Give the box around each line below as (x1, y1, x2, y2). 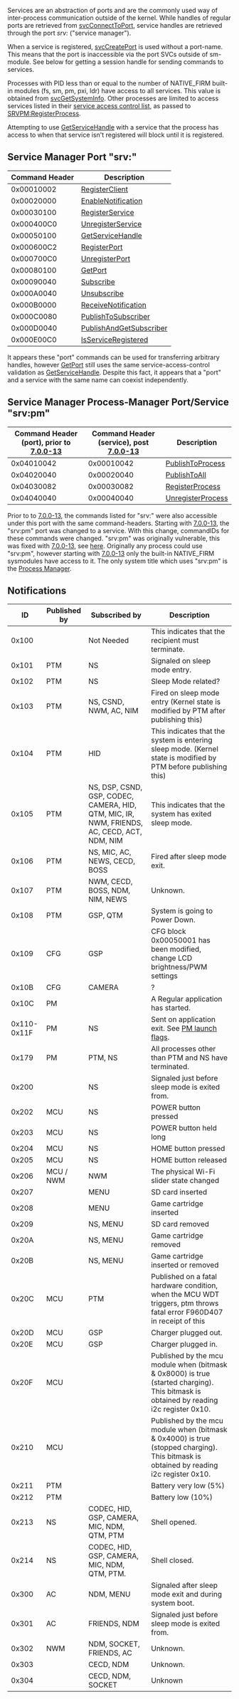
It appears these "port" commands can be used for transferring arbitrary (7, 352, 221, 362)
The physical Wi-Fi (150, 1167, 216, 1177)
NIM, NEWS (87, 895, 128, 905)
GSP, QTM (87, 910, 123, 920)
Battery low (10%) (150, 1493, 213, 1503)
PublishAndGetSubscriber (80, 323, 168, 333)
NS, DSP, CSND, (87, 782, 143, 792)
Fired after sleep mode (150, 852, 227, 862)
